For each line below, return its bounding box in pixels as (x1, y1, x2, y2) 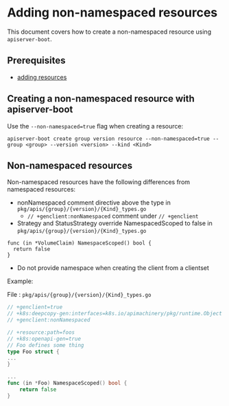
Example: (7, 277, 34, 286)
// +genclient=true (7, 304, 63, 311)
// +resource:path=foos (7, 329, 75, 336)
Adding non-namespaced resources (7, 5, 218, 21)
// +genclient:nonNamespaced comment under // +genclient (27, 212, 199, 221)
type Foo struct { (7, 348, 60, 355)
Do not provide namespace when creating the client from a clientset (16, 264, 209, 272)
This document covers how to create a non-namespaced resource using (7, 27, 211, 36)
